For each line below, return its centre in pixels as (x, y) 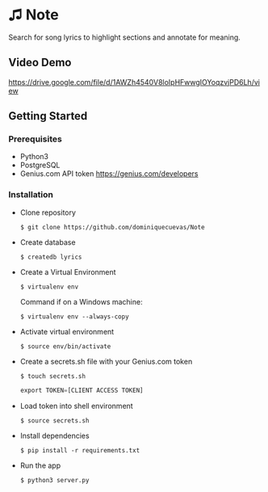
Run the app (40, 465)
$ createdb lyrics (51, 257)
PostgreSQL (40, 165)
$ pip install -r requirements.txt (80, 450)
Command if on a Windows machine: (81, 301)
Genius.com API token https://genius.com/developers (109, 174)
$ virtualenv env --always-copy (74, 317)
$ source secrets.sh (54, 421)
